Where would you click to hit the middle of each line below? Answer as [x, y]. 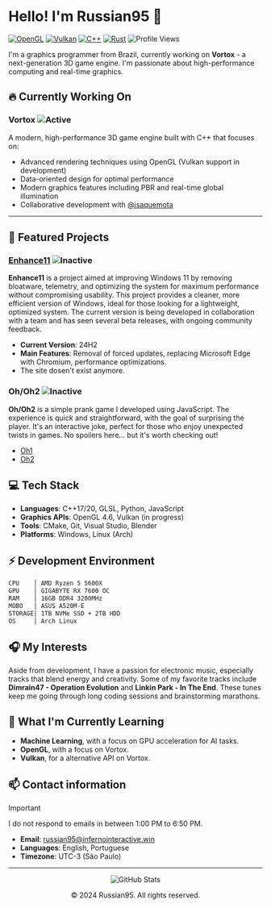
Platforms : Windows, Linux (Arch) [77, 535]
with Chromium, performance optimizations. [93, 362]
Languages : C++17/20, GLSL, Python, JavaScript [102, 509]
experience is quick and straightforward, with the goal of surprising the [126, 418]
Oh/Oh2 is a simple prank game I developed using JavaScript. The [119, 409]
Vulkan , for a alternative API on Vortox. [85, 758]
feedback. [25, 329]
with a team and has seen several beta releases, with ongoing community [130, 321]
